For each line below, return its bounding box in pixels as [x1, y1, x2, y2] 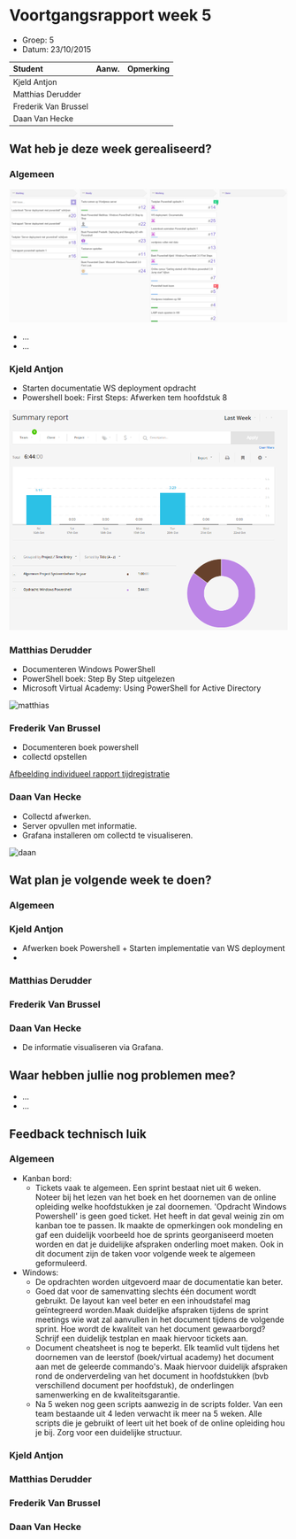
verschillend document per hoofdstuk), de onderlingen [34, 1380, 234, 1390]
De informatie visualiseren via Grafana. [21, 1042, 163, 1053]
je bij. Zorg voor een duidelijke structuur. [34, 1427, 183, 1437]
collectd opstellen [21, 752, 87, 762]
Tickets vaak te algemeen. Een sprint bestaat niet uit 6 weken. [34, 1182, 262, 1193]
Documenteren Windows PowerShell [21, 663, 156, 674]
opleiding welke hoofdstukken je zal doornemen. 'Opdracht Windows [34, 1201, 287, 1211]
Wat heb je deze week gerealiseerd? [9, 142, 212, 157]
